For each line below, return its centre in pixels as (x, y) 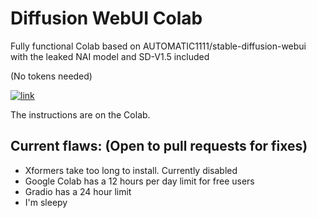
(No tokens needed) (51, 76)
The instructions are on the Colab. (80, 114)
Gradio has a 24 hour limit (78, 191)
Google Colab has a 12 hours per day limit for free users (139, 181)
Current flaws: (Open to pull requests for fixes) (159, 146)
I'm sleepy (46, 202)
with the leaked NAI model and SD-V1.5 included (110, 56)
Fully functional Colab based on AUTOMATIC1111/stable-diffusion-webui (158, 46)
